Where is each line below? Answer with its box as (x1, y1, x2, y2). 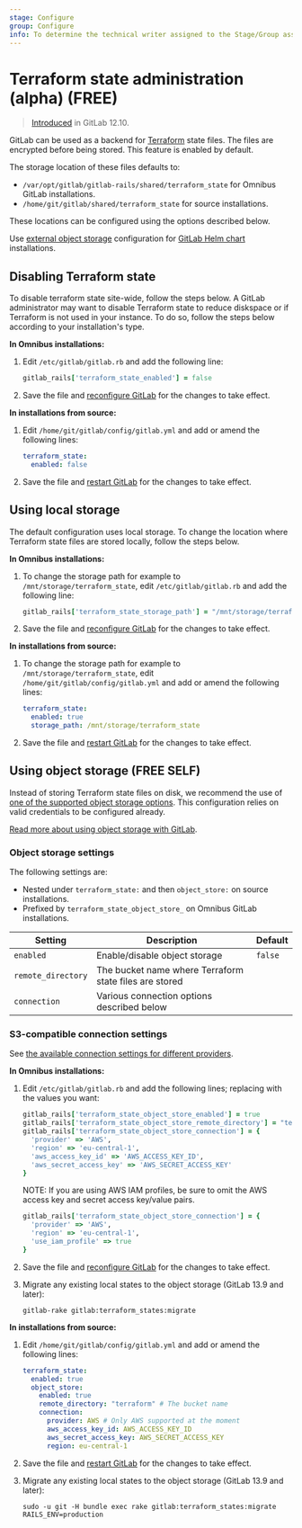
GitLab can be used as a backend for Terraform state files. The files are (9, 135, 274, 146)
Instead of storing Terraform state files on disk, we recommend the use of (9, 787, 283, 798)
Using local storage (9, 503, 120, 518)
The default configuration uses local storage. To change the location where (9, 526, 289, 537)
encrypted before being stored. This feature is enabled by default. (9, 145, 254, 156)
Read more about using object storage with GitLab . (9, 824, 198, 835)
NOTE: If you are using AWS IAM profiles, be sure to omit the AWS (22, 1184, 268, 1196)
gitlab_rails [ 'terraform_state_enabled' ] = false (22, 374, 213, 383)
